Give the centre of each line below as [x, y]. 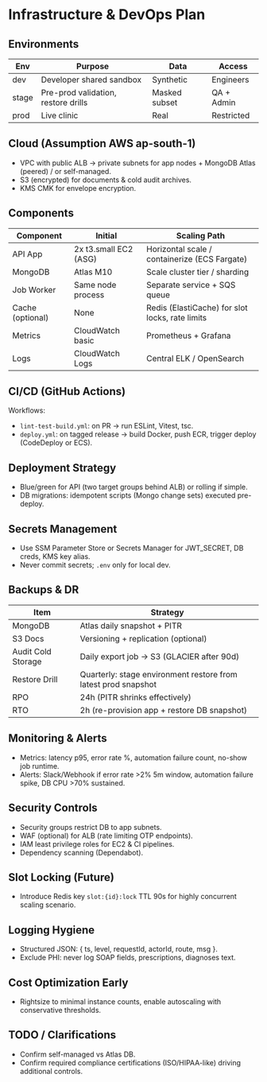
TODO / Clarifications [62, 1035]
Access [233, 66]
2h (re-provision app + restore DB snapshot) [164, 710]
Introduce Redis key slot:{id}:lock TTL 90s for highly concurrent [128, 897]
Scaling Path [200, 235]
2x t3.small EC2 [104, 249]
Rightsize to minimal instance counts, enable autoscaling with [120, 1001]
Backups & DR [44, 590]
